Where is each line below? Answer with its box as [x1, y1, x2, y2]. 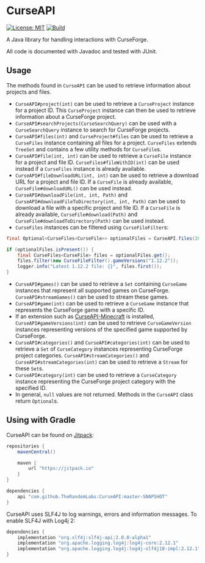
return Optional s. [15, 397, 59, 405]
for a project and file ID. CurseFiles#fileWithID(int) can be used [15, 158, 180, 166]
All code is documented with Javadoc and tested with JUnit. [6, 47, 157, 55]
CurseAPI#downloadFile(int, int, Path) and [15, 191, 128, 198]
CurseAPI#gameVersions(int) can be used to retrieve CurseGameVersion [15, 319, 192, 326]
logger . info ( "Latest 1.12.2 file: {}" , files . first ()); [17, 264, 163, 270]
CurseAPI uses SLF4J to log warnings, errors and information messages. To [6, 510, 197, 518]
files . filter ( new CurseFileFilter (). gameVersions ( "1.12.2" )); [17, 258, 179, 264]
